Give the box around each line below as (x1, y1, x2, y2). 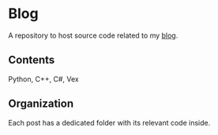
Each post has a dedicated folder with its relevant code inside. (8, 118, 211, 127)
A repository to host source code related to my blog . (8, 31, 179, 40)
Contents (8, 53, 55, 67)
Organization (8, 97, 73, 111)
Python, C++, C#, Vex (8, 74, 79, 83)
